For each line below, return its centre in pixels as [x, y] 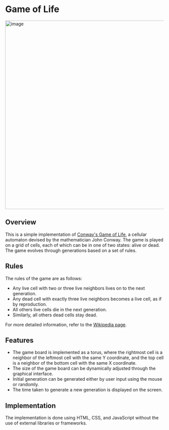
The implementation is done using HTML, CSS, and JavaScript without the [82, 418]
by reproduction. [30, 304]
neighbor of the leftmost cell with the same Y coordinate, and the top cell [88, 358]
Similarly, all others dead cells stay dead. [55, 315]
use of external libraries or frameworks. [46, 423]
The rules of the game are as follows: [44, 278]
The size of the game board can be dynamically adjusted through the [84, 369]
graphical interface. [33, 374]
